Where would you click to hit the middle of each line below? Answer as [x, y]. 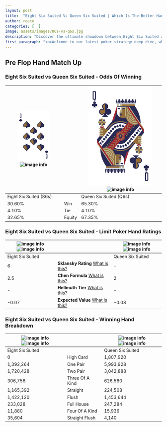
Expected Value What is [83, 300]
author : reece [20, 21]
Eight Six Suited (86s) [30, 197]
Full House [78, 404]
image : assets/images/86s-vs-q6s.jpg [44, 32]
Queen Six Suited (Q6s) [105, 197]
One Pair [76, 364]
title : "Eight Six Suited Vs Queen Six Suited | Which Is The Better [80, 16]
